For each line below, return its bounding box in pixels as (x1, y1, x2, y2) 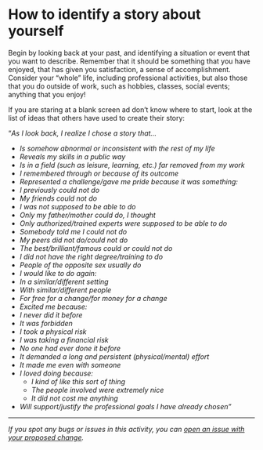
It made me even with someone (19, 360, 121, 369)
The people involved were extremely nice (31, 385, 164, 394)
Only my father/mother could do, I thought (19, 210, 157, 220)
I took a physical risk (19, 327, 88, 336)
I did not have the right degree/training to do (19, 252, 163, 261)
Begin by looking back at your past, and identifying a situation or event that (8, 48, 250, 57)
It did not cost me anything (31, 394, 119, 403)
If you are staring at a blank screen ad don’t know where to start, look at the (8, 104, 253, 114)
